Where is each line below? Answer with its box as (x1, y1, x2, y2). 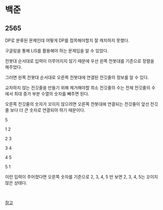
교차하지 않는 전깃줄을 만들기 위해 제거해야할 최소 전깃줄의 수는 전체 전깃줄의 (5, 85, 151, 90)
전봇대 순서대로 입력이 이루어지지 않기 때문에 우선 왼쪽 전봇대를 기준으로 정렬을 (5, 58, 155, 64)
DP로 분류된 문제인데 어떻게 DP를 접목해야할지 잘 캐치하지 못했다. (5, 37, 130, 43)
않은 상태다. (5, 180, 28, 186)
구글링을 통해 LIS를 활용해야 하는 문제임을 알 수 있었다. (5, 48, 109, 53)
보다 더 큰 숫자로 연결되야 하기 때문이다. (10, 107, 86, 113)
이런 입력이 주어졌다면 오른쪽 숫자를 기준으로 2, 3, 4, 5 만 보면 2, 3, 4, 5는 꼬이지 (5, 174, 158, 179)
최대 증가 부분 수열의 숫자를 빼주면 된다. (14, 91, 90, 97)
